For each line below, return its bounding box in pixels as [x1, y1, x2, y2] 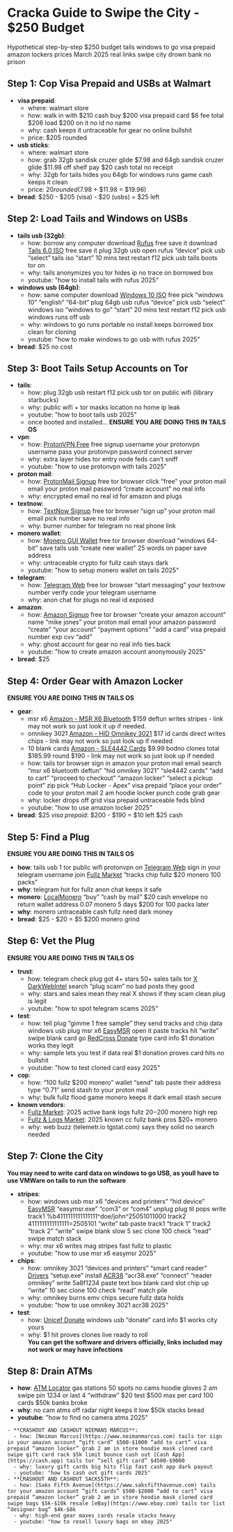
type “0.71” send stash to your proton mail [27, 1085, 148, 1094]
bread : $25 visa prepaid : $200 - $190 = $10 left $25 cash [17, 811, 183, 820]
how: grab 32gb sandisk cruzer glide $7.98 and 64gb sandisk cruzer [27, 155, 224, 164]
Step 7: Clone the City [7, 1150, 104, 1162]
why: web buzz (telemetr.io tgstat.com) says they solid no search [27, 1122, 215, 1131]
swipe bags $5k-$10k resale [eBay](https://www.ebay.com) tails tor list [7, 1500, 226, 1507]
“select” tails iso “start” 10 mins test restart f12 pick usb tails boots [27, 253, 218, 262]
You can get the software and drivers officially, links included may [27, 1338, 223, 1346]
